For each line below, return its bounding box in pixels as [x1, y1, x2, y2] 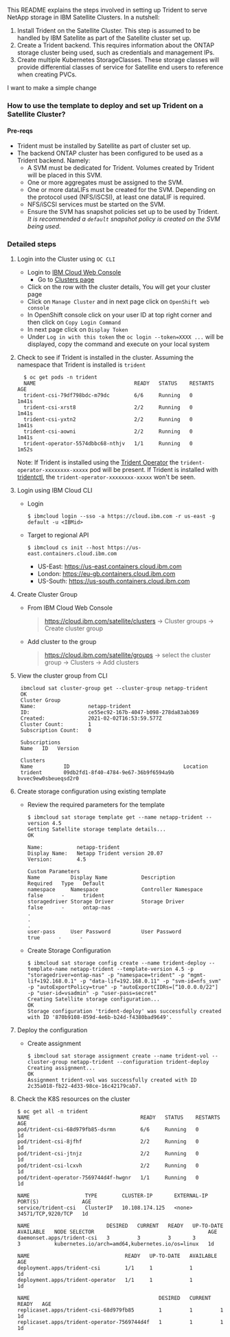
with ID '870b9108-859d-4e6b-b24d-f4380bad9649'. [27, 1014, 173, 1021]
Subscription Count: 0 [20, 727, 91, 734]
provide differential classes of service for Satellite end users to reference [16, 63, 224, 71]
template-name [27, 966, 68, 973]
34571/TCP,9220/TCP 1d [16, 1210, 89, 1217]
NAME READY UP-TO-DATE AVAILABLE [16, 1252, 218, 1260]
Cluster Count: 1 [20, 721, 91, 728]
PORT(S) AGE [16, 1199, 91, 1206]
